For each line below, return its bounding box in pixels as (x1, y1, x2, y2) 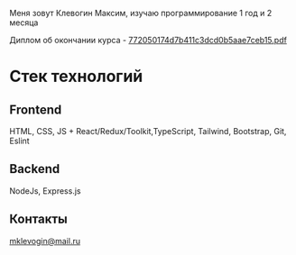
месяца (9, 17, 39, 28)
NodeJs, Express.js (9, 185, 81, 196)
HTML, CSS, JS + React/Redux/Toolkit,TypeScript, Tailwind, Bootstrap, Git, (9, 126, 287, 136)
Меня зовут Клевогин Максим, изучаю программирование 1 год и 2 (9, 8, 273, 18)
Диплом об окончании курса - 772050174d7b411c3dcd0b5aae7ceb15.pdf (9, 35, 287, 45)
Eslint (9, 135, 30, 146)
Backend (9, 161, 60, 177)
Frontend (9, 102, 62, 117)
